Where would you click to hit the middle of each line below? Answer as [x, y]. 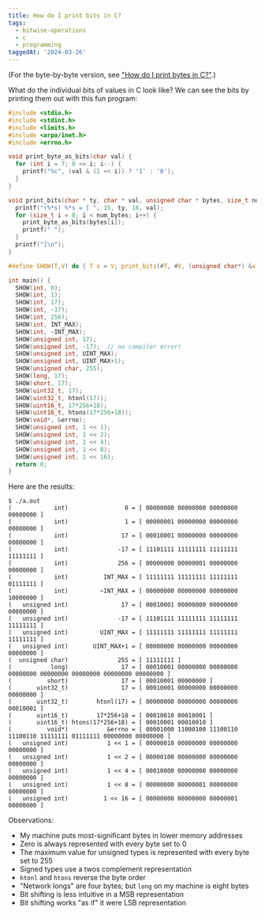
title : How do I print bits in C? [65, 15]
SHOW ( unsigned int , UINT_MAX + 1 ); [70, 361]
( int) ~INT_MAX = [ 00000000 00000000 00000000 [123, 591]
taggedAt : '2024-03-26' [47, 52]
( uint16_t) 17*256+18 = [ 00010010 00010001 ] [111, 716]
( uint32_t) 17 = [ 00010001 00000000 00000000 [123, 688]
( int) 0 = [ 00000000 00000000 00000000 [123, 508]
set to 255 [36, 861]
